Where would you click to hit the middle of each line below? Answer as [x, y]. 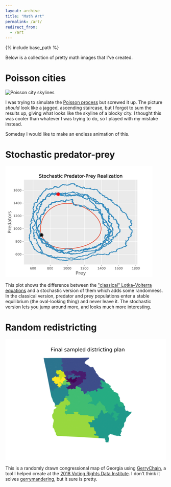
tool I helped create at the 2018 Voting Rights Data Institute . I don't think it [83, 473]
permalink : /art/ [24, 22]
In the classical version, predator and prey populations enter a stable [77, 296]
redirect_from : [21, 27]
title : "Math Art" [25, 16]
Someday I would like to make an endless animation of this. [67, 134]
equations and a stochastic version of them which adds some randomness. [84, 290]
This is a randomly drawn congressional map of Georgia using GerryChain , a [86, 468]
